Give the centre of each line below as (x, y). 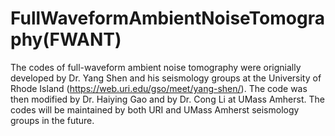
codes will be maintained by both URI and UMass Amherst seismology (155, 109)
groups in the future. (52, 120)
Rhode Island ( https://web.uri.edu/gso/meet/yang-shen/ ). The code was (159, 88)
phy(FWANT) (66, 39)
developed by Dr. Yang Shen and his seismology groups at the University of (166, 78)
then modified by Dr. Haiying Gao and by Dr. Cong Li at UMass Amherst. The (167, 99)
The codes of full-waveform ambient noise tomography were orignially (156, 67)
